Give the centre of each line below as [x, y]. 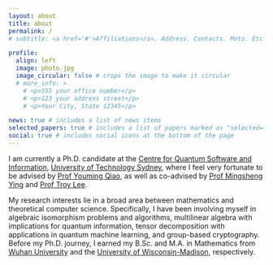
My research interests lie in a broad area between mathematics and [121, 200]
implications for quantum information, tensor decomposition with [117, 226]
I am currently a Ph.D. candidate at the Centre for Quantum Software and [130, 158]
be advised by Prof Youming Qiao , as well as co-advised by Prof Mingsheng [136, 176]
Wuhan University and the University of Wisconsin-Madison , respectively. [132, 251]
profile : [23, 53]
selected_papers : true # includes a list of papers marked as [116, 128]
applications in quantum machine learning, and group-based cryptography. [134, 234]
